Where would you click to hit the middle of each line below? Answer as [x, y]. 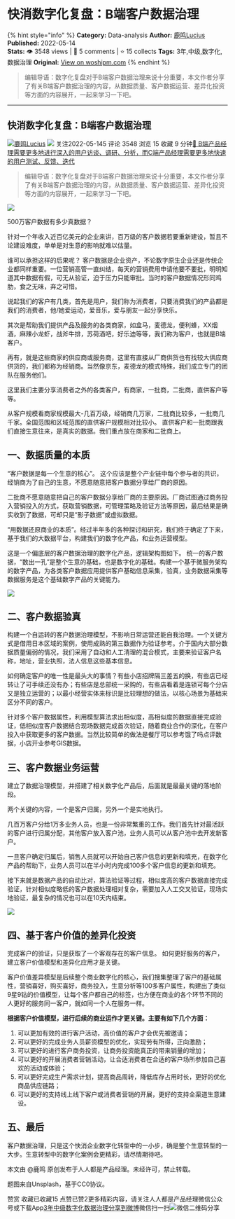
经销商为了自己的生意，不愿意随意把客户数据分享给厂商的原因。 [99, 482]
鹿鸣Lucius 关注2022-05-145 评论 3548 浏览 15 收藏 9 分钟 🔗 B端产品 [117, 144]
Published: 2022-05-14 [41, 43]
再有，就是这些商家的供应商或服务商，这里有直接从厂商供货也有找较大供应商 [117, 357]
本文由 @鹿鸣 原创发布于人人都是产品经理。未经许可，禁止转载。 [101, 1169]
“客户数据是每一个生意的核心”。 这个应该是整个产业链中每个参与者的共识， [115, 473]
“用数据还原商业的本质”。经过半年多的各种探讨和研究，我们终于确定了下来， [117, 529]
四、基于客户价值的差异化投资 [72, 935]
